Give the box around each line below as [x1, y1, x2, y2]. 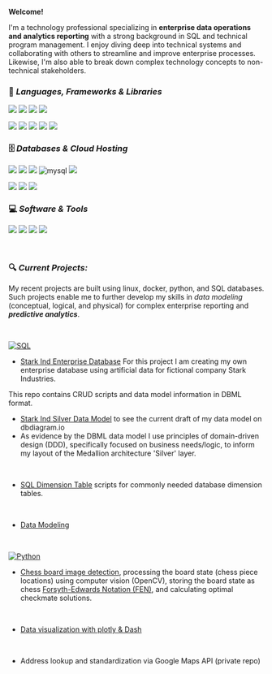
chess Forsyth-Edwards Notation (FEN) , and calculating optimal [19, 585, 234, 594]
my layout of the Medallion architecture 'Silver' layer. [19, 448, 196, 458]
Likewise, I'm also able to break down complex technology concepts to [8, 57, 246, 67]
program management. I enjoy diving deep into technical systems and [8, 40, 242, 50]
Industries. [19, 374, 57, 384]
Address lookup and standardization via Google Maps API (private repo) [19, 656, 261, 666]
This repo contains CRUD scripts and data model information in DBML [8, 390, 242, 400]
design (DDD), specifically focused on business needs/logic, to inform [19, 440, 255, 450]
